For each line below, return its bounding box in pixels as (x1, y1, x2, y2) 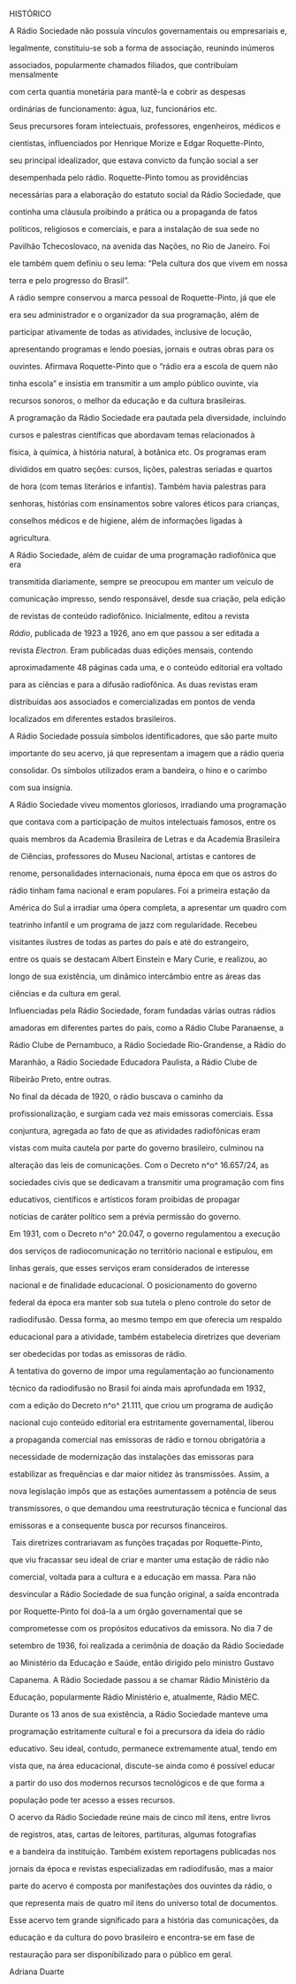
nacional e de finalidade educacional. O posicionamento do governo (9, 1280, 258, 1290)
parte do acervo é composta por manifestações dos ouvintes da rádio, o (9, 1880, 272, 1891)
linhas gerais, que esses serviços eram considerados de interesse (9, 1263, 250, 1273)
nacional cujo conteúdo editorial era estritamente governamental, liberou (9, 1417, 274, 1428)
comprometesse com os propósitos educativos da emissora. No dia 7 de (9, 1624, 273, 1633)
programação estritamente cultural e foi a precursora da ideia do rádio (9, 1726, 265, 1736)
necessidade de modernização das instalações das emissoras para (9, 1452, 254, 1461)
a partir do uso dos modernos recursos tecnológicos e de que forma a (9, 1778, 265, 1788)
